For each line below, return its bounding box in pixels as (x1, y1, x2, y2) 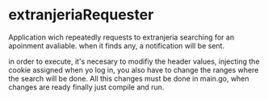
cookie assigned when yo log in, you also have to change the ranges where (8, 65, 259, 74)
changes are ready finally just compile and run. (8, 82, 165, 92)
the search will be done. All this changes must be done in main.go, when (8, 73, 249, 83)
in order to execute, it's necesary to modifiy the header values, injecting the (8, 56, 260, 66)
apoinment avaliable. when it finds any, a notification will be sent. (8, 40, 224, 50)
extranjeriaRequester (8, 6, 154, 24)
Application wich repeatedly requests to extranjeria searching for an (8, 32, 235, 42)
